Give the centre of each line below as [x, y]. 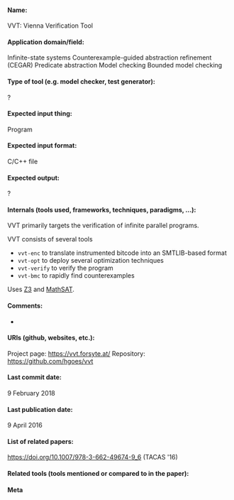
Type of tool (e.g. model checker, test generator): [82, 81]
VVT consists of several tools [50, 239]
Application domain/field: [46, 42]
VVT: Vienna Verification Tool [50, 26]
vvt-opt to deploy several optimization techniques [91, 261]
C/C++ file [23, 162]
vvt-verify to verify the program [65, 268]
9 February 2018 [31, 393]
